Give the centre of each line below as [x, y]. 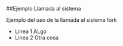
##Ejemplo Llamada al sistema [44, 9]
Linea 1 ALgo [30, 31]
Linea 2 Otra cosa [36, 37]
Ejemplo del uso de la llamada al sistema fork [61, 20]
